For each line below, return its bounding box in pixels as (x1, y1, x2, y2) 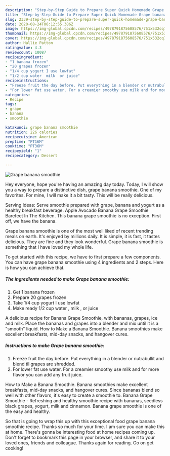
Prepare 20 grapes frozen (12, 294, 67, 300)
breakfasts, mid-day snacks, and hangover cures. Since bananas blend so (5, 387, 160, 393)
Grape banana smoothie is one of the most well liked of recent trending (5, 227, 153, 234)
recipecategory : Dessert (5, 153, 58, 159)
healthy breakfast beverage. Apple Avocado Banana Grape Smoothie (5, 207, 149, 213)
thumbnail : (5, 31, 28, 36)
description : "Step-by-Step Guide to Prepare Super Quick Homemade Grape (5, 7, 164, 13)
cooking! (5, 445, 24, 451)
